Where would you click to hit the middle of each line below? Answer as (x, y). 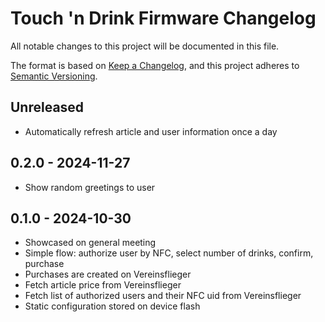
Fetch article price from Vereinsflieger (103, 285)
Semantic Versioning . (54, 76)
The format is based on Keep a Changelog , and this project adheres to (155, 65)
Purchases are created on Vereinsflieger (108, 274)
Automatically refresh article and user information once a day (151, 131)
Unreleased (47, 107)
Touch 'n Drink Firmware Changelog (163, 18)
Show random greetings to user (90, 187)
